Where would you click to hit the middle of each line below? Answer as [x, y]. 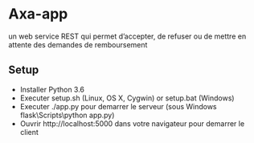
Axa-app [38, 14]
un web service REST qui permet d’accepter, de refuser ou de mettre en [127, 36]
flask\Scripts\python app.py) [67, 115]
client [29, 132]
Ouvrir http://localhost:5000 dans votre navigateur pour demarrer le [132, 123]
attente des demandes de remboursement [78, 44]
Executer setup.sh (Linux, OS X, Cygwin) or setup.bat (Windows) [127, 98]
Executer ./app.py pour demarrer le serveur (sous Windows [118, 106]
